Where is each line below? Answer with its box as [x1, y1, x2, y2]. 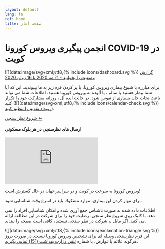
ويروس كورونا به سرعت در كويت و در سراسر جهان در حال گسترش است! [5, 188, 141, 194]
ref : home [5, 16, 26, 21]
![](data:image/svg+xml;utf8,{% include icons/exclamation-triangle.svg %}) [5, 228, 159, 234]
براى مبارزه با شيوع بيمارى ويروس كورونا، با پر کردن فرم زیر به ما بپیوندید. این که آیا [5, 84, 160, 90]
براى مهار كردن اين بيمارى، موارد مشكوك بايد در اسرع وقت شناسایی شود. [5, 198, 142, 204]
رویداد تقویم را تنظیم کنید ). [5, 105, 55, 112]
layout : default [5, 7, 39, 12]
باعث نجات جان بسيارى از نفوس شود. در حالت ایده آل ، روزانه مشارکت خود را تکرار [5, 95, 160, 101]
